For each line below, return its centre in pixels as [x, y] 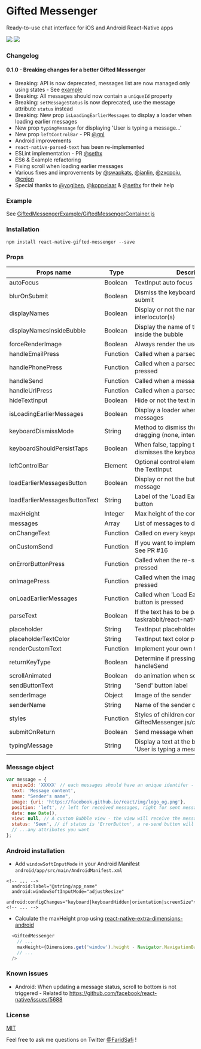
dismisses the [154, 452]
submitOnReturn [32, 732]
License [18, 1015]
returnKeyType [30, 662]
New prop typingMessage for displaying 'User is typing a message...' [98, 128]
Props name [54, 272]
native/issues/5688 [39, 999]
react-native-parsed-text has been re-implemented [80, 147]
